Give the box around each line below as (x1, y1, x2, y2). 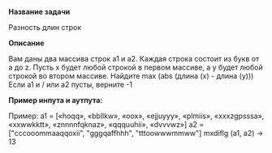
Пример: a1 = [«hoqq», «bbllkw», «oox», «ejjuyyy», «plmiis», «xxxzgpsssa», (8, 111, 265, 121)
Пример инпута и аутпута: (8, 96, 103, 104)
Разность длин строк (8, 23, 82, 32)
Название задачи (8, 7, 71, 16)
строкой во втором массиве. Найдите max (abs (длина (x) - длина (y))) (8, 71, 254, 80)
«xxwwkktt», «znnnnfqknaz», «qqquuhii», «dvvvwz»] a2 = (8, 120, 205, 129)
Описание (8, 38, 45, 48)
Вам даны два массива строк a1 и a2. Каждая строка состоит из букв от (8, 54, 260, 63)
